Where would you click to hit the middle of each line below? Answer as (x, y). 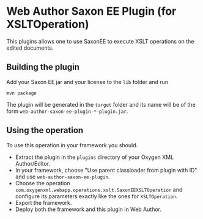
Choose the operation (42, 183)
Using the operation (45, 130)
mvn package (21, 93)
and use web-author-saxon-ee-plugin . (62, 177)
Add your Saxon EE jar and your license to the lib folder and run (87, 82)
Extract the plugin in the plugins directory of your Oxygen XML (94, 157)
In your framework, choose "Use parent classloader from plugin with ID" (106, 170)
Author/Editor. (33, 163)
